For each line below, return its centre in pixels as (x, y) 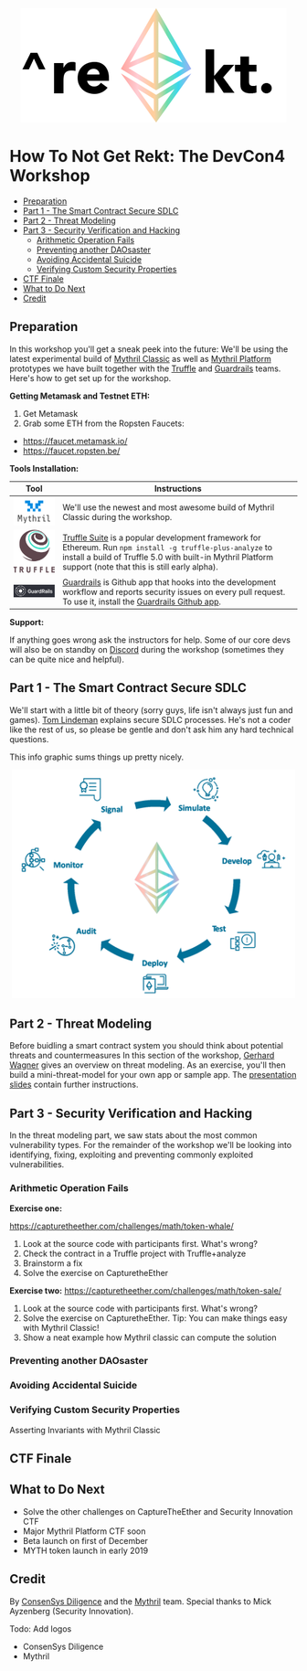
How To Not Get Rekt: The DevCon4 (148, 157)
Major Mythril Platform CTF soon (84, 1531)
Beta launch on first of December (85, 1540)
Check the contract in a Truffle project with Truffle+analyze (134, 1253)
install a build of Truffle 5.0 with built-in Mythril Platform (168, 557)
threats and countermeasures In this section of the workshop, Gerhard (142, 1056)
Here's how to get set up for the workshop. (90, 378)
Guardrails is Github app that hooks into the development (169, 582)
